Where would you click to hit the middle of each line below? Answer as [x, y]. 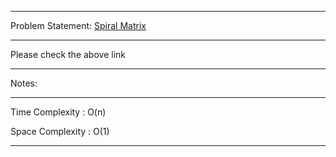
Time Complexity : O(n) [58, 112]
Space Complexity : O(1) [60, 131]
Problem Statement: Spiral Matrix [78, 25]
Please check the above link [68, 54]
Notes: [24, 83]
